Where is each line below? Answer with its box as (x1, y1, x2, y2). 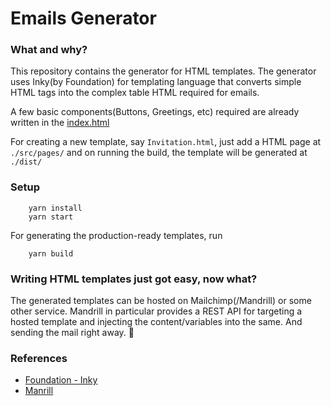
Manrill (24, 385, 54, 397)
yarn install (28, 203, 83, 213)
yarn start (28, 212, 74, 222)
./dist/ (10, 157, 43, 167)
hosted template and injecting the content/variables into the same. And (10, 316, 303, 328)
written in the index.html (10, 117, 110, 129)
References (10, 352, 68, 365)
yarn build (28, 248, 74, 259)
